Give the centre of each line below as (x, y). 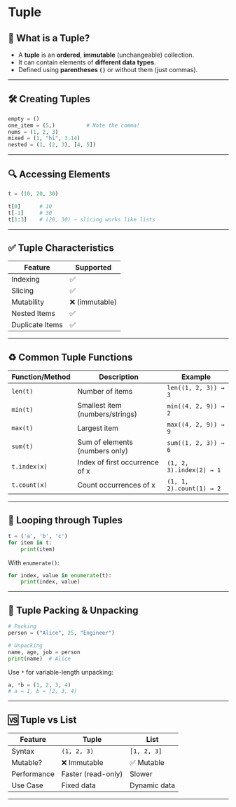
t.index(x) (29, 467)
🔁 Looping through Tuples (65, 520)
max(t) (22, 428)
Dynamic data (153, 785)
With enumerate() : (34, 563)
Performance (33, 774)
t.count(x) (29, 485)
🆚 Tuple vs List (42, 720)
